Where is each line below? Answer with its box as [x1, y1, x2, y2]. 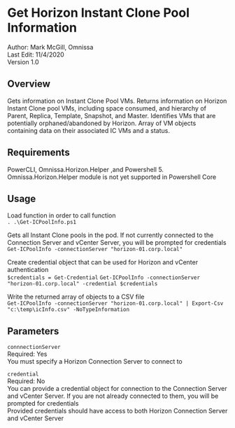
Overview [7, 78, 51, 90]
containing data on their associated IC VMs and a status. [7, 126, 170, 134]
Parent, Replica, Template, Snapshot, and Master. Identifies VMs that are [7, 111, 216, 120]
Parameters [7, 325, 59, 337]
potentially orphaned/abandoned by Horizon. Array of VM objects [7, 119, 197, 127]
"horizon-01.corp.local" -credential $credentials [7, 280, 158, 287]
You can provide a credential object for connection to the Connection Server [7, 385, 227, 393]
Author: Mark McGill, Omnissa [7, 43, 94, 51]
